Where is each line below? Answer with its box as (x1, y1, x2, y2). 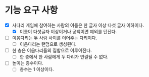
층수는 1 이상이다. (19, 66, 54, 72)
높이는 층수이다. (12, 60, 43, 66)
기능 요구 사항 (5, 5, 58, 16)
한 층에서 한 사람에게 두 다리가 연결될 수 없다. (19, 54, 109, 60)
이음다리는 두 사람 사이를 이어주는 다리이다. (12, 35, 97, 41)
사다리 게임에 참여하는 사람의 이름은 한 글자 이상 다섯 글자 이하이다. (12, 22, 144, 28)
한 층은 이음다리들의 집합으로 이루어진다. (12, 47, 92, 53)
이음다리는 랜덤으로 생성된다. (19, 41, 77, 47)
